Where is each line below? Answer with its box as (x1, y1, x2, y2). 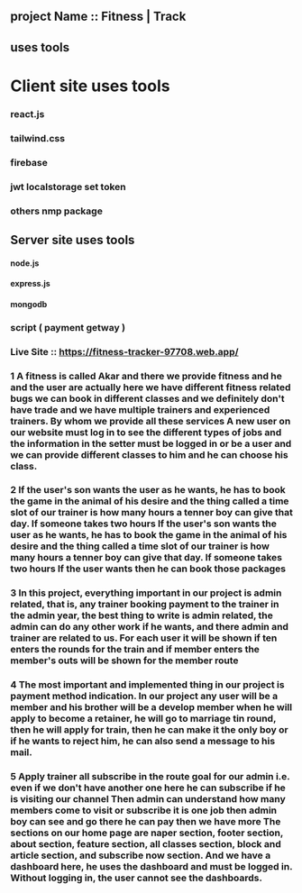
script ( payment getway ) (10, 321, 125, 333)
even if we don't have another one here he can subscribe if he (10, 781, 287, 794)
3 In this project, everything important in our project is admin (10, 587, 282, 599)
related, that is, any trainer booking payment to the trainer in (10, 598, 279, 611)
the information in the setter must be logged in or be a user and (10, 437, 292, 450)
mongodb (10, 298, 48, 309)
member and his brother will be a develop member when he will (10, 701, 292, 714)
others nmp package (10, 205, 103, 217)
